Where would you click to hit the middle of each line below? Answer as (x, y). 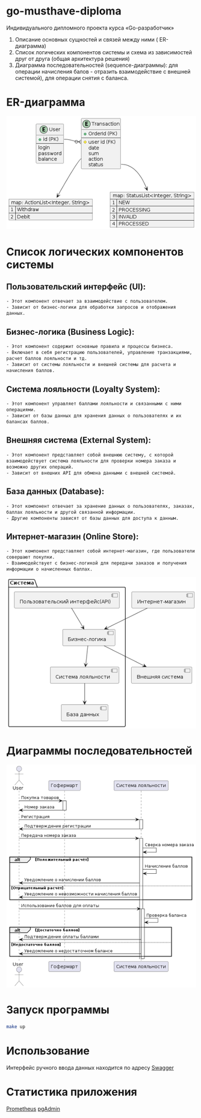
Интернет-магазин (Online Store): (73, 536)
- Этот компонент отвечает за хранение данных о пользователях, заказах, (101, 506)
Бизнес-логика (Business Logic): (70, 332)
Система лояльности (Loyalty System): (83, 389)
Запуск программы (58, 1010)
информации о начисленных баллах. (50, 569)
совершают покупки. (31, 557)
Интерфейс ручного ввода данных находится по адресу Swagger (90, 1068)
